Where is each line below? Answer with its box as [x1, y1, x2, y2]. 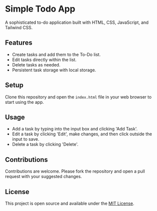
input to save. [12, 136, 40, 142]
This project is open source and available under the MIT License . [5, 200, 135, 206]
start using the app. [5, 99, 44, 105]
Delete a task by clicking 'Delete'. [12, 142, 78, 147]
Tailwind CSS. [5, 24, 33, 30]
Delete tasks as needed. [12, 62, 61, 67]
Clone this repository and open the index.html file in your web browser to [5, 94, 152, 100]
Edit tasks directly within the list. [12, 57, 77, 63]
